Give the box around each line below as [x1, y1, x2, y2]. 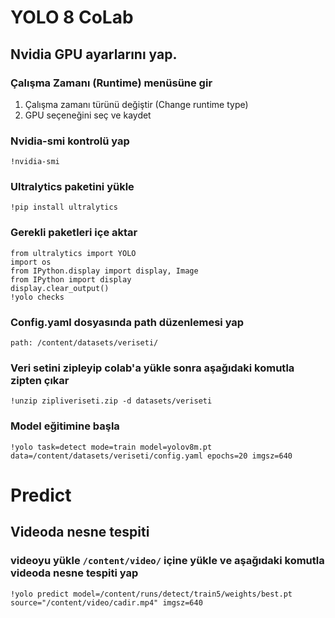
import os [10, 257, 52, 267]
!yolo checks [10, 292, 65, 302]
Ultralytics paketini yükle [10, 180, 135, 194]
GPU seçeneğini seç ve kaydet [24, 109, 152, 121]
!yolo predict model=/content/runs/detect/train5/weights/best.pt [10, 589, 293, 599]
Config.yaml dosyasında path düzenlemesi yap [10, 315, 245, 329]
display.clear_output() [10, 283, 110, 293]
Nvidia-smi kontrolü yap [10, 134, 130, 148]
